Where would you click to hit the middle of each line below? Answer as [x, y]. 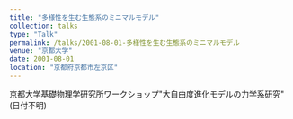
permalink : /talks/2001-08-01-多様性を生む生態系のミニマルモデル [124, 42]
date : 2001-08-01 [42, 59]
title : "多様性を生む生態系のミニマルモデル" [84, 17]
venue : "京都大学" [41, 51]
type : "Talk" [34, 34]
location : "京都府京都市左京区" [64, 68]
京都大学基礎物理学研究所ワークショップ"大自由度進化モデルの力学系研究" [147, 94]
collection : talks [44, 26]
